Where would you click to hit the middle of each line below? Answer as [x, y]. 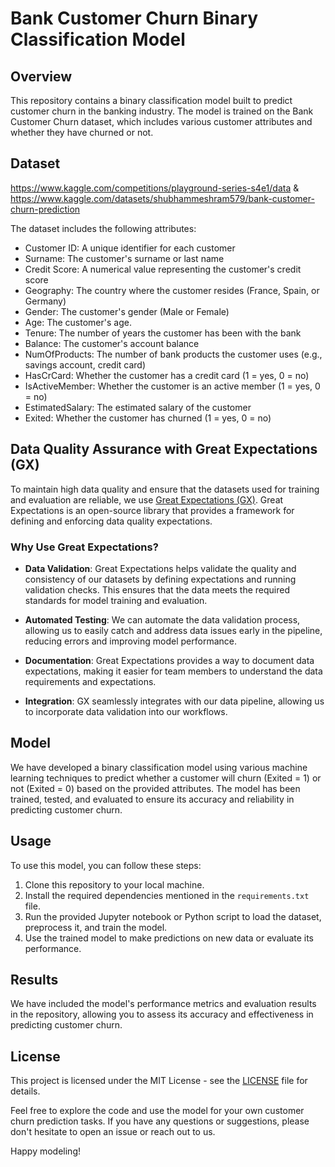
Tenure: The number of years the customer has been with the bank [163, 333]
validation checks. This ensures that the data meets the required [157, 589]
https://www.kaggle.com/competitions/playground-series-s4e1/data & [155, 188]
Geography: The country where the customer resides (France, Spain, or [172, 290]
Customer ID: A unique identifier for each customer [130, 248]
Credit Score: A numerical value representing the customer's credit [163, 269]
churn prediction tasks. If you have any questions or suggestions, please [160, 1121]
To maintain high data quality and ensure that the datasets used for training [165, 489]
